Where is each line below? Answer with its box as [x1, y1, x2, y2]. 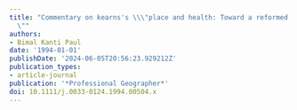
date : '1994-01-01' [9, 46, 82, 55]
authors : [9, 29, 42, 38]
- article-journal [9, 71, 77, 80]
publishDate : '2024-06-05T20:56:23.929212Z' [9, 54, 177, 63]
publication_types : [9, 63, 82, 72]
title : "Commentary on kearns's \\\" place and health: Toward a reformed [9, 12, 289, 22]
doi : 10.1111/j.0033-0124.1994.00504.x [9, 87, 157, 96]
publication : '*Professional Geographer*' [9, 79, 169, 88]
